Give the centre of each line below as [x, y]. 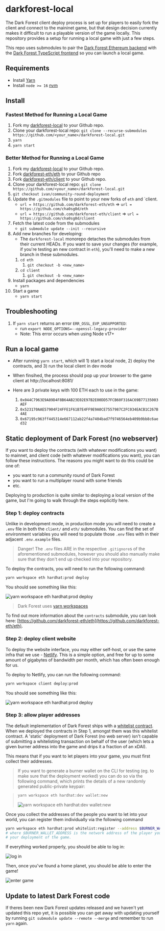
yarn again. [17, 923]
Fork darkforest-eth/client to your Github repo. [59, 179]
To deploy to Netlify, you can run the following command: [63, 674]
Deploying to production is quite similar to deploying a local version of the [80, 495]
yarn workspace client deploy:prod [42, 684]
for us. [12, 665]
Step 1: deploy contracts [35, 513]
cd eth [27, 260]
